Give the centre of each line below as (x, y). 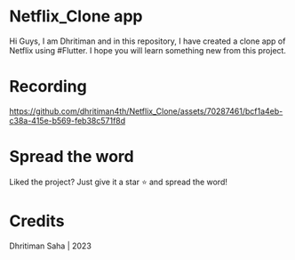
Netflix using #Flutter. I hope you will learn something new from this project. (148, 50)
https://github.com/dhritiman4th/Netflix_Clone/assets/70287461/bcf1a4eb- (146, 111)
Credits (37, 221)
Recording (48, 87)
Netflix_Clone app (76, 16)
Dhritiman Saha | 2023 (50, 246)
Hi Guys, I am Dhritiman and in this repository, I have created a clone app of (147, 41)
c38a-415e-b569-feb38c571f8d (68, 120)
